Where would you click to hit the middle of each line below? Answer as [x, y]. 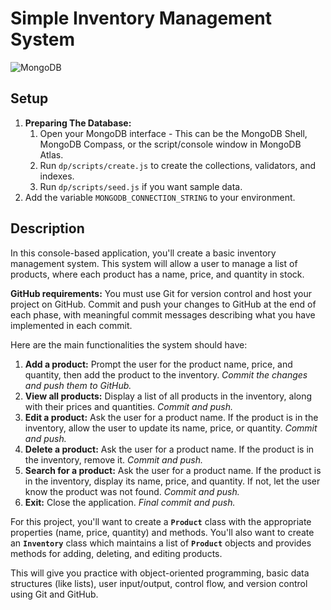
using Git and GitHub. [54, 594]
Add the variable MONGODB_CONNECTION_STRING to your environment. [160, 197]
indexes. [57, 176]
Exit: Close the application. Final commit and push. [130, 502]
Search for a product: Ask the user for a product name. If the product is [173, 470]
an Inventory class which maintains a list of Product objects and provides [161, 543]
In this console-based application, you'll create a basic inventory [143, 253]
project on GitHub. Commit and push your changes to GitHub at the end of [163, 304]
